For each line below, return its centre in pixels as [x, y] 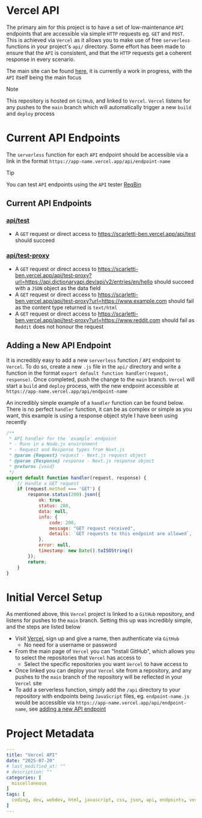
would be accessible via [45, 703]
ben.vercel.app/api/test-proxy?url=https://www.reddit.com [87, 320]
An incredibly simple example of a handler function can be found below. [95, 402]
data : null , [53, 511]
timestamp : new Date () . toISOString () [86, 551]
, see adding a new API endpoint [66, 709]
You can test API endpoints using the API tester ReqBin [74, 184]
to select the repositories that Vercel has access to [78, 658]
